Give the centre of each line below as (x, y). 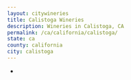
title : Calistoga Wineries (46, 20)
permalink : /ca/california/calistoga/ (62, 32)
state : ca (21, 39)
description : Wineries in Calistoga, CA (66, 26)
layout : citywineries (38, 13)
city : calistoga (30, 52)
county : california (35, 45)
